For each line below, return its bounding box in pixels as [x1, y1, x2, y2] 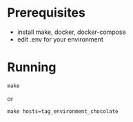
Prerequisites [7, 5, 86, 21]
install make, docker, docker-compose [17, 28, 126, 36]
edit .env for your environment [17, 35, 103, 43]
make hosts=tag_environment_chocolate [7, 107, 119, 115]
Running [7, 60, 57, 76]
